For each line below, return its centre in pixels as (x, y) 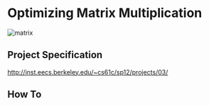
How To (25, 95)
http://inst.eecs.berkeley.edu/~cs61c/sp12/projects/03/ (88, 72)
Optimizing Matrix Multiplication (105, 13)
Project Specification (55, 55)
